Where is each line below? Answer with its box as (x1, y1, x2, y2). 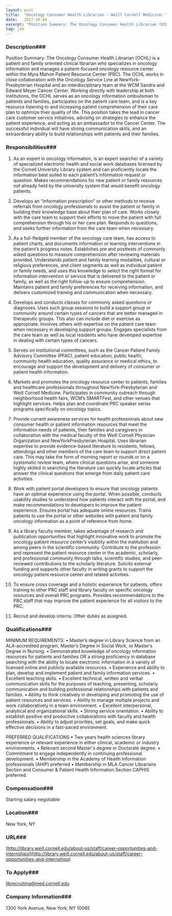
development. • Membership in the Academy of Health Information (6, 756, 146, 762)
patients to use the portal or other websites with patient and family (13, 512, 153, 519)
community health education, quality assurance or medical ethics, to (13, 358, 158, 364)
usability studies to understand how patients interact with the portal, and (13, 496, 166, 502)
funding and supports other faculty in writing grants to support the (13, 566, 153, 572)
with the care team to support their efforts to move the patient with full (13, 214, 161, 220)
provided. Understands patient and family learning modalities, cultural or (13, 257, 166, 263)
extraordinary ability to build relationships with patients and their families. (6, 131, 160, 137)
